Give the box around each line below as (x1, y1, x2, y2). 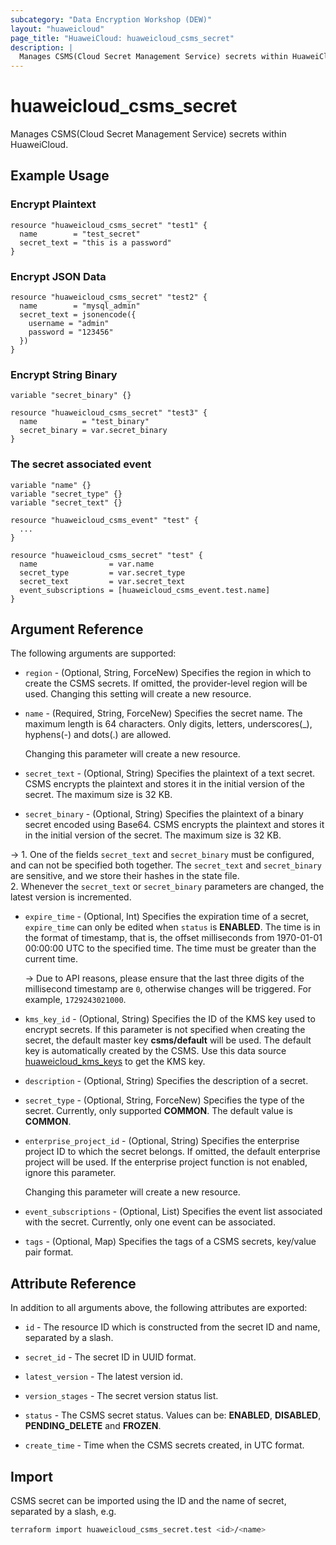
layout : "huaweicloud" (10, 24, 105, 34)
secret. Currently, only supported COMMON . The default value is (24, 1105, 293, 1117)
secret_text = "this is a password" (19, 237, 172, 248)
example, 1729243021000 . (24, 994, 127, 1006)
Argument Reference (10, 621, 144, 638)
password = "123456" (28, 327, 114, 338)
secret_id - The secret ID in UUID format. (24, 1351, 197, 1363)
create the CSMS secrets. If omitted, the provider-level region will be (24, 677, 308, 690)
